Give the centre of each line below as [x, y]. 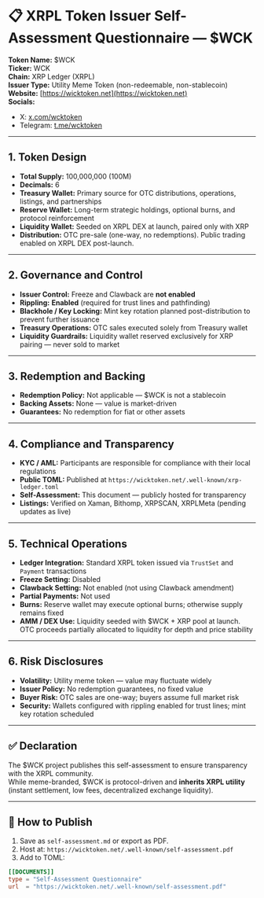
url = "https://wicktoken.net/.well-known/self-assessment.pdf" [117, 887]
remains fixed [42, 613]
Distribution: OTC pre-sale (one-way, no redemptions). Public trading [132, 234]
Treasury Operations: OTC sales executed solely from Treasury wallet [134, 327]
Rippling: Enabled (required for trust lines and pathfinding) [115, 302]
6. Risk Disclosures [56, 662]
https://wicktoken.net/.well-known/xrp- [176, 480]
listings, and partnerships [60, 201]
